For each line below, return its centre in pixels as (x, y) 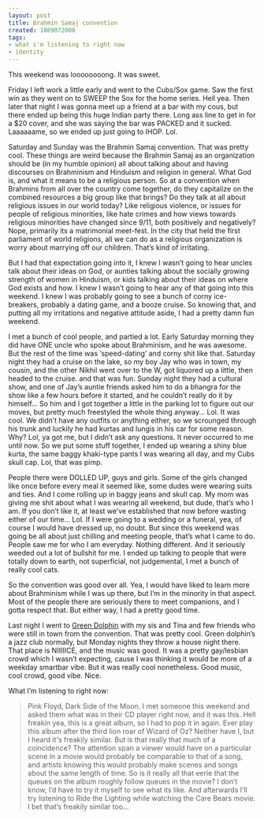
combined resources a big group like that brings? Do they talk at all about (127, 197)
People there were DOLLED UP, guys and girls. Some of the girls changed (128, 477)
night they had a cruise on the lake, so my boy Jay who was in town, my (125, 362)
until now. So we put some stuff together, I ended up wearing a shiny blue (128, 445)
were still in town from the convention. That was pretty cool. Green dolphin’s (132, 634)
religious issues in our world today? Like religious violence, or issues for (125, 205)
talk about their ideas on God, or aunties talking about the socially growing (129, 271)
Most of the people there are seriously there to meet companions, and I (124, 601)
